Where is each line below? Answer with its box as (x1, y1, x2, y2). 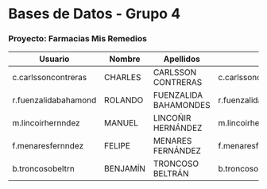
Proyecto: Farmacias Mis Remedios (8, 33, 147, 44)
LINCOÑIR (153, 113, 192, 124)
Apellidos (163, 53, 200, 64)
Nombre (109, 53, 141, 64)
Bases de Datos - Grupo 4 (8, 5, 181, 23)
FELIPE (104, 141, 131, 152)
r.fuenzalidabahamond (12, 94, 97, 106)
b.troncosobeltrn (12, 164, 75, 175)
